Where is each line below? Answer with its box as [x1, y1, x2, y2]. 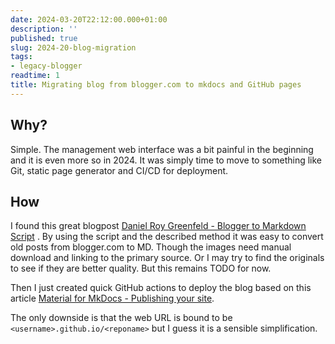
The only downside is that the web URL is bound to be [10, 312, 233, 324]
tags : [10, 52, 33, 62]
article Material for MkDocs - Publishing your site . [10, 292, 215, 305]
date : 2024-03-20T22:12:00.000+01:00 [10, 14, 168, 25]
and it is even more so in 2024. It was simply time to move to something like [10, 154, 323, 166]
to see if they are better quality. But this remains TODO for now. [10, 262, 272, 275]
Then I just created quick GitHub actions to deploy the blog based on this [10, 282, 312, 294]
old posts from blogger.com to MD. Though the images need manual [10, 241, 292, 253]
